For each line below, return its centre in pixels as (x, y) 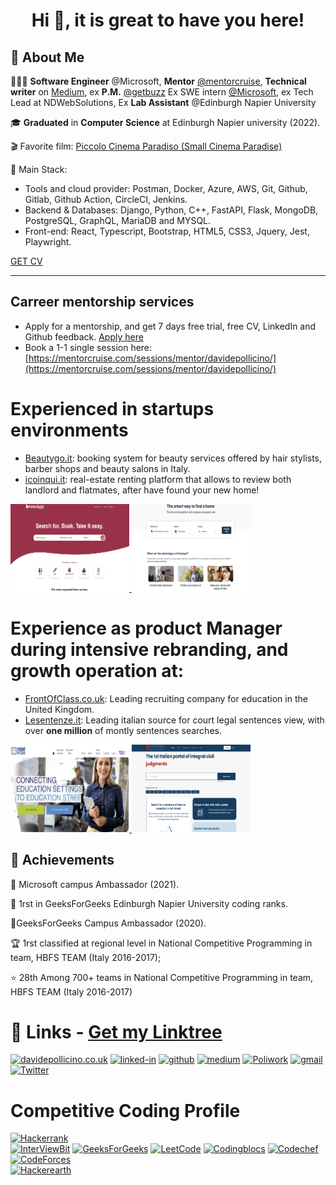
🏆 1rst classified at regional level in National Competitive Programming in (161, 943)
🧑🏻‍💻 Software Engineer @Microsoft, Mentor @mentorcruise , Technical (158, 81)
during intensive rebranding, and (149, 649)
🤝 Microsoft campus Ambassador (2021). (95, 884)
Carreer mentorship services (102, 302)
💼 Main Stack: (39, 169)
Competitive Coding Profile (125, 1110)
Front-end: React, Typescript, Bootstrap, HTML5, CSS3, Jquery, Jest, (167, 231)
